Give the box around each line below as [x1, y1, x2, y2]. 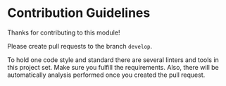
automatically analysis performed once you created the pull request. [7, 70, 206, 79]
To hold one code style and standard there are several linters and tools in [7, 55, 220, 64]
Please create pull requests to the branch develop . [7, 42, 153, 50]
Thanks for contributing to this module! [7, 28, 120, 37]
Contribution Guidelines [7, 5, 151, 21]
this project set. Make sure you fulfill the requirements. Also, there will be [7, 63, 220, 71]
